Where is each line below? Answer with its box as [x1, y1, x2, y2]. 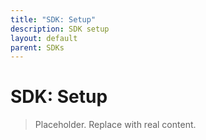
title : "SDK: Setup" [10, 14, 97, 25]
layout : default [10, 33, 78, 43]
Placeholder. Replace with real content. [34, 119, 197, 131]
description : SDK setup [10, 24, 110, 34]
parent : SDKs [10, 42, 65, 53]
